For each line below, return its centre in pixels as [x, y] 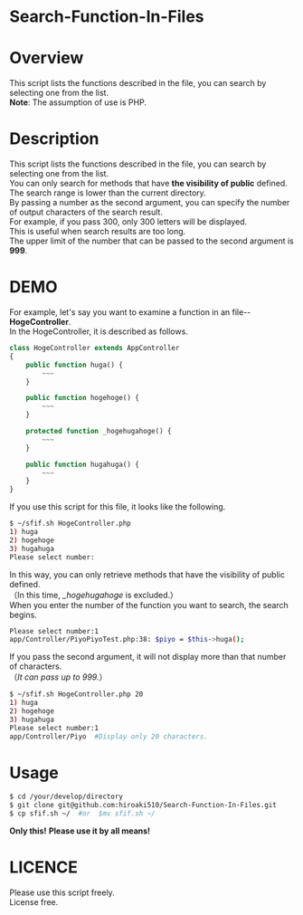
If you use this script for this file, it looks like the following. [118, 507]
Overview [47, 58]
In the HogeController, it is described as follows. [99, 331]
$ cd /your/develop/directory [66, 797]
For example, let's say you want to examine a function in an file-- [130, 312]
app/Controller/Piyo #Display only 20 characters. [109, 736]
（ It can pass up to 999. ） [58, 677]
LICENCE [44, 867]
